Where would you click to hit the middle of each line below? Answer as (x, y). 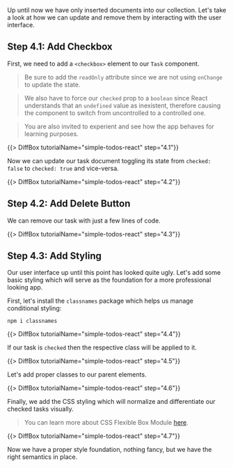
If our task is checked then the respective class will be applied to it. (102, 347)
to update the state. (52, 84)
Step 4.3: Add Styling (55, 256)
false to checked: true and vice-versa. (63, 168)
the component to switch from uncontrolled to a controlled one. (115, 113)
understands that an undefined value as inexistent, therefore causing (122, 105)
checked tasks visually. (41, 409)
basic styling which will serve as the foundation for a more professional (109, 280)
